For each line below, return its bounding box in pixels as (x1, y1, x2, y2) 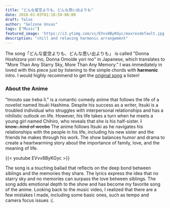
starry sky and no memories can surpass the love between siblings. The (5, 176, 156, 182)
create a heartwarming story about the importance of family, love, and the (5, 140, 160, 146)
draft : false (5, 17, 33, 22)
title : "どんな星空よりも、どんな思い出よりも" (5, 7, 94, 13)
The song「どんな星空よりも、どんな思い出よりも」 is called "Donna (5, 50, 149, 56)
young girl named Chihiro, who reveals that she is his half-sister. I (5, 118, 142, 125)
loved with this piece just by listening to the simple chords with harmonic (5, 67, 158, 73)
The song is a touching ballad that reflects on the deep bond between (5, 165, 151, 171)
